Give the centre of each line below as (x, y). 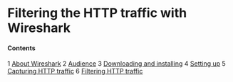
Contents (21, 48)
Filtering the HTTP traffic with (97, 13)
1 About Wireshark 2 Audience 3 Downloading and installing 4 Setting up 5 (116, 64)
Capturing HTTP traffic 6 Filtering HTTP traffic (75, 71)
